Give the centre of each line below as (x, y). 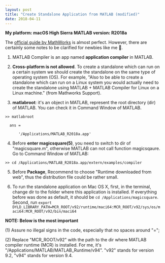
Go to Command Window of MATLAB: (50, 154)
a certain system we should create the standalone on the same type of (84, 72)
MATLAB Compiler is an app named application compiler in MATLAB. (83, 57)
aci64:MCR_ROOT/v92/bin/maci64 (44, 212)
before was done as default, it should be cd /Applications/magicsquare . (85, 197)
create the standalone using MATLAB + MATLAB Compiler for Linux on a (85, 88)
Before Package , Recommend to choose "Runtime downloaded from (82, 172)
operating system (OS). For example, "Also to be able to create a (78, 77)
